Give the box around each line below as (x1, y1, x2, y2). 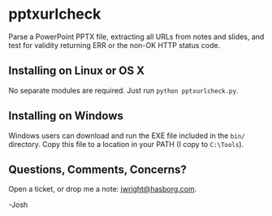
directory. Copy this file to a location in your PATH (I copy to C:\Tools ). (8, 139, 244, 149)
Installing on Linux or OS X (8, 64, 145, 78)
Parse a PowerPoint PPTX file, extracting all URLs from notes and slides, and (8, 32, 265, 41)
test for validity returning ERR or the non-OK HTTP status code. (8, 40, 221, 50)
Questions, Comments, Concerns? (8, 162, 187, 176)
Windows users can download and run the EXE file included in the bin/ (8, 131, 245, 140)
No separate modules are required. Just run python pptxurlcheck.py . (8, 85, 239, 95)
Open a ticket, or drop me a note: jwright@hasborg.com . (8, 184, 197, 194)
